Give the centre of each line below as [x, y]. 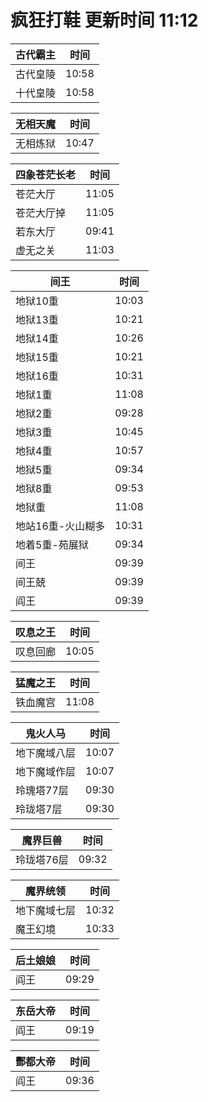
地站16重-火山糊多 [60, 526]
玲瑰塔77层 [42, 790]
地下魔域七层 [46, 910]
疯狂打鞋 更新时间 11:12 [104, 20]
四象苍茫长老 [46, 174]
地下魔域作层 [46, 771]
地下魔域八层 [46, 753]
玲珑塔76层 [42, 859]
